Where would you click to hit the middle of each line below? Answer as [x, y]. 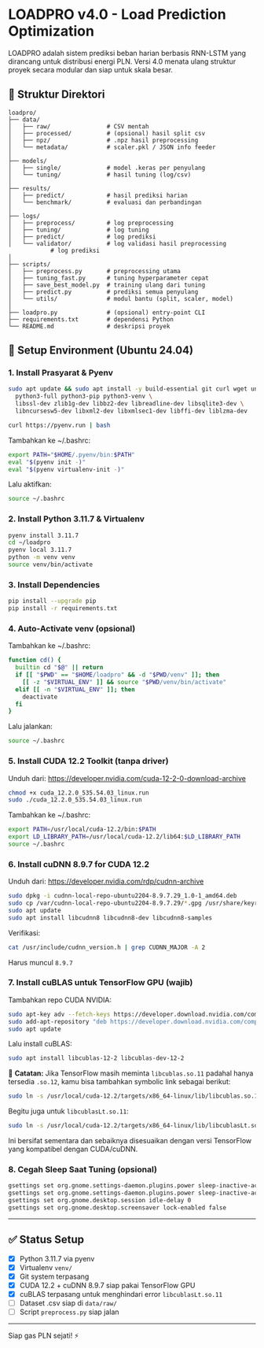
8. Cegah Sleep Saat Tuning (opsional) [82, 1169]
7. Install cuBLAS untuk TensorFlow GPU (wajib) [101, 983]
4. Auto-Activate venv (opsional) [72, 628]
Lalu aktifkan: [30, 484]
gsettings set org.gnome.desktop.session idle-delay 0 [100, 1201]
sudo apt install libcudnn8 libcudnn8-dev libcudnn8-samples [110, 918]
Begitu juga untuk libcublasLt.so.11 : [68, 1111]
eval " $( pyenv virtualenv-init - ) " [66, 469]
